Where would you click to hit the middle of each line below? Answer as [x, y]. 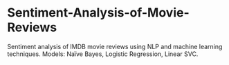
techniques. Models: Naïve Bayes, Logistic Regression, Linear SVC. [103, 54]
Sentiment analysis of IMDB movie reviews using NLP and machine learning [115, 46]
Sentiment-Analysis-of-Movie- [99, 13]
